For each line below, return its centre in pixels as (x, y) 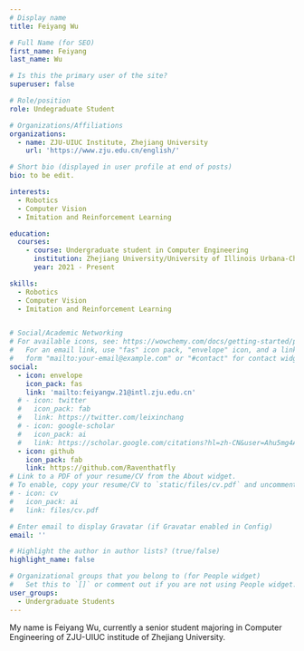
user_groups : (34, 593)
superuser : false (42, 84)
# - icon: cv (34, 493)
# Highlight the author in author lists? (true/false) (115, 551)
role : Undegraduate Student (62, 109)
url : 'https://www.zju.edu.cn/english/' (103, 151)
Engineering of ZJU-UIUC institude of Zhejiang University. (118, 636)
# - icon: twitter (52, 401)
